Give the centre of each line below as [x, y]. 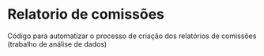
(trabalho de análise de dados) [57, 44]
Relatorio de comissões [86, 14]
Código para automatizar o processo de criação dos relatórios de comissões [132, 36]
